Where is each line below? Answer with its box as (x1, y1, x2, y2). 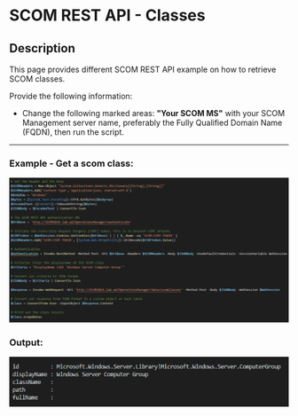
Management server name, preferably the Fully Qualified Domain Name (21, 117, 283, 128)
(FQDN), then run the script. (21, 127, 124, 137)
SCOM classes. (9, 74, 66, 84)
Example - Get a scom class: (9, 157, 134, 169)
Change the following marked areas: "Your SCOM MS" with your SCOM (21, 108, 286, 118)
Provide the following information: (9, 90, 133, 101)
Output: (9, 336, 43, 349)
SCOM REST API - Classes (9, 5, 206, 26)
